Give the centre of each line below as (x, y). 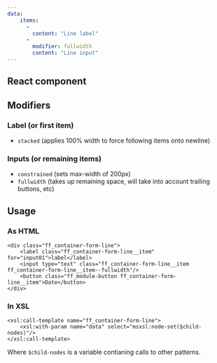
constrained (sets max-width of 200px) (74, 174)
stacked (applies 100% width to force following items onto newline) (114, 140)
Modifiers (29, 105)
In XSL (19, 306)
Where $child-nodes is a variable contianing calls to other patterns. (104, 352)
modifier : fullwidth (62, 46)
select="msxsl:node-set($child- (154, 327)
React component (47, 81)
